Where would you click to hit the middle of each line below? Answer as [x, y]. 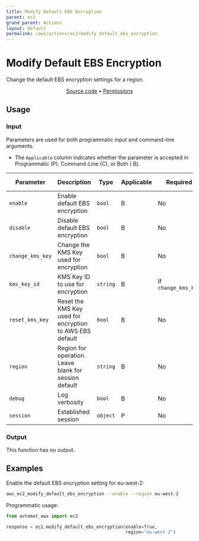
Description [74, 182]
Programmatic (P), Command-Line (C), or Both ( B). [77, 163]
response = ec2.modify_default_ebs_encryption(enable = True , [82, 527]
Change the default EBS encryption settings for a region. [75, 80]
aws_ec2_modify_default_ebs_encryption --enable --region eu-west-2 [92, 493]
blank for [70, 370]
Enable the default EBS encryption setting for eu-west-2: [75, 483]
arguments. [20, 145]
